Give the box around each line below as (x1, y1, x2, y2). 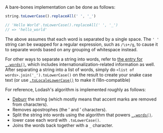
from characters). (12, 101, 48, 107)
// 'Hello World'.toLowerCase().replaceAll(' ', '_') (5, 22, 119, 28)
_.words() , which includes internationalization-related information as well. (5, 61, 155, 67)
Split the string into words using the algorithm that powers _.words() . (12, 112, 153, 118)
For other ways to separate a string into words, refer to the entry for (5, 56, 143, 62)
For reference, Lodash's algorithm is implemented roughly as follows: (5, 86, 146, 93)
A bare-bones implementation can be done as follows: (5, 4, 116, 10)
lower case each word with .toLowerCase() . (12, 117, 101, 123)
